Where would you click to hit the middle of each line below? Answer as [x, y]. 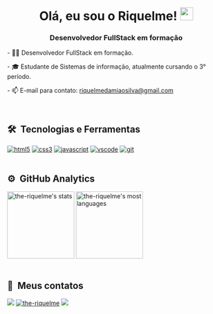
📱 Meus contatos [46, 285]
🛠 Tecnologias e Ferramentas [74, 129]
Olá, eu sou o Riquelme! [108, 16]
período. [19, 77]
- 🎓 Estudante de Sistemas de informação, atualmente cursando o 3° [106, 67]
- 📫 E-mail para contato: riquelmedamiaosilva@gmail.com [91, 91]
